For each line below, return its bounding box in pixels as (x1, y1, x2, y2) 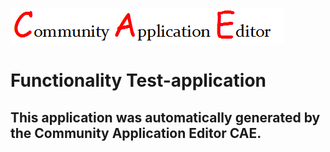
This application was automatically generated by (10, 109, 321, 126)
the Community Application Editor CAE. (10, 124, 262, 142)
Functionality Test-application (10, 69, 267, 92)
